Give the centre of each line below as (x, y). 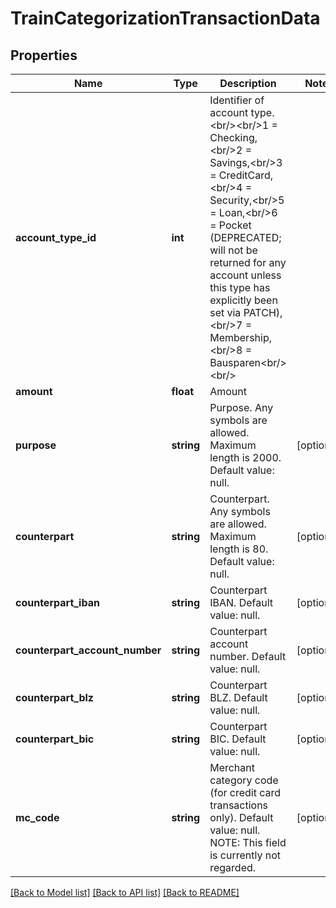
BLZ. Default (238, 697)
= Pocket (230, 225)
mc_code (37, 817)
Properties (44, 55)
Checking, (233, 137)
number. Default (248, 656)
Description (248, 83)
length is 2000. (245, 457)
